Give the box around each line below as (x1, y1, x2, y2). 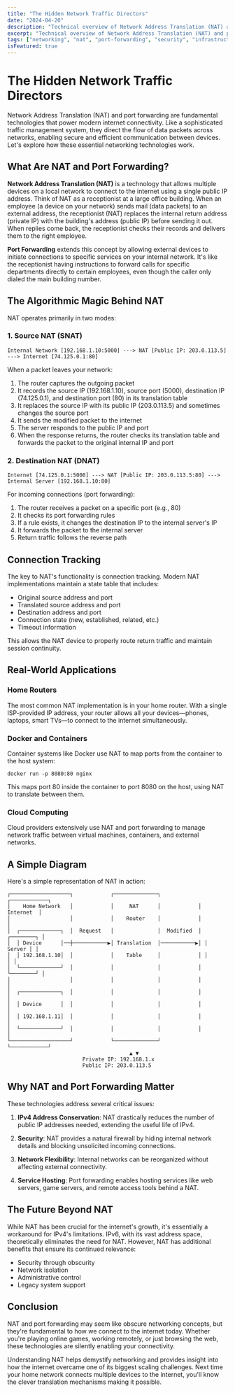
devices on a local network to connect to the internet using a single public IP (7, 187, 228, 195)
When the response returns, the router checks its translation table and (17, 431, 220, 439)
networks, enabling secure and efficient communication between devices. (7, 133, 221, 141)
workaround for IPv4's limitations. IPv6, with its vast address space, (7, 1229, 203, 1238)
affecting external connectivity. (17, 1162, 107, 1171)
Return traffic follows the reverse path (17, 533, 127, 542)
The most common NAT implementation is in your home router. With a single (7, 701, 227, 709)
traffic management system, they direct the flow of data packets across (7, 125, 213, 134)
